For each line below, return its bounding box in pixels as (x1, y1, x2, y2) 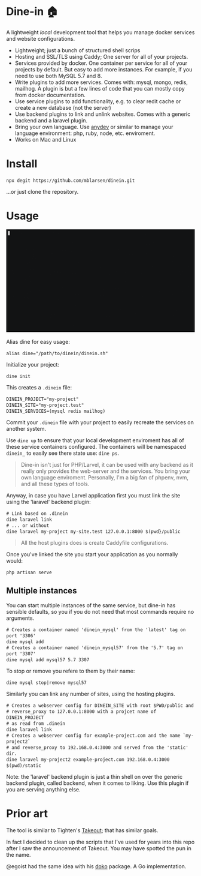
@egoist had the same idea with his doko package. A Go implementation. (6, 862, 187, 870)
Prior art (6, 806, 48, 820)
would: (6, 557, 23, 564)
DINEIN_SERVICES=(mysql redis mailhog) (6, 408, 106, 414)
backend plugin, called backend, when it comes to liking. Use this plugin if (6, 779, 189, 787)
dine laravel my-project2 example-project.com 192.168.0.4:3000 (6, 757, 170, 763)
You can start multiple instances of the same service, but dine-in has (6, 601, 176, 609)
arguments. (6, 614, 35, 622)
